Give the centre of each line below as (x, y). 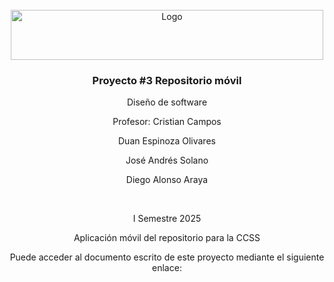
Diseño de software (167, 102)
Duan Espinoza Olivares (167, 141)
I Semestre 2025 (167, 219)
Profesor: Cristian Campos (167, 122)
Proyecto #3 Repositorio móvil (167, 80)
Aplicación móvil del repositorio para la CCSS (167, 238)
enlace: (167, 268)
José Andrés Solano (167, 160)
